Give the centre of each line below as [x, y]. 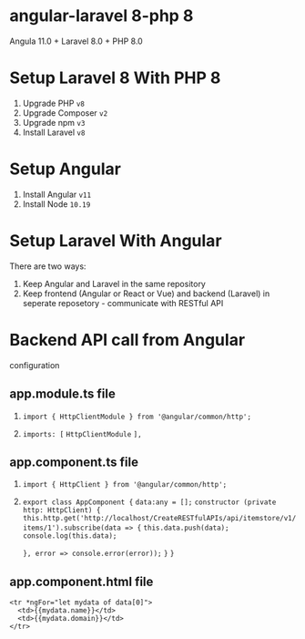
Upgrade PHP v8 [53, 103]
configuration [35, 365]
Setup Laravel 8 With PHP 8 [115, 78]
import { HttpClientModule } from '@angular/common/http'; [137, 417]
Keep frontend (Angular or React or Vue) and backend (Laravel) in [146, 294]
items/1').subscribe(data [71, 528]
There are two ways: [48, 266]
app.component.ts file [74, 462]
